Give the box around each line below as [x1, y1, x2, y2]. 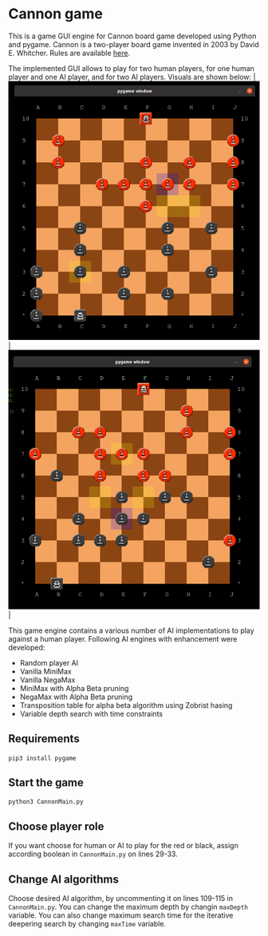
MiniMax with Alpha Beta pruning [19, 683, 129, 693]
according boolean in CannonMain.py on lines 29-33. [8, 849, 178, 859]
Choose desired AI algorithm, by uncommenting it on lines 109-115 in [8, 894, 234, 903]
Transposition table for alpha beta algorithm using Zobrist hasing [19, 700, 233, 710]
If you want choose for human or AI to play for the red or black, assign [8, 841, 239, 851]
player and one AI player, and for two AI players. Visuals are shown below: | [8, 72, 256, 81]
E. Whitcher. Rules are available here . [8, 48, 130, 57]
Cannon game [8, 5, 104, 23]
